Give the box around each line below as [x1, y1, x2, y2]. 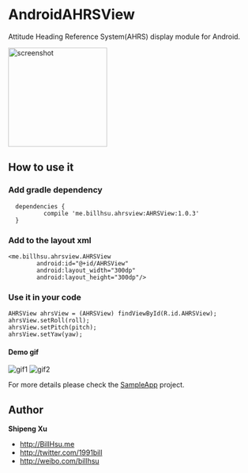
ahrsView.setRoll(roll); [8, 317, 90, 325]
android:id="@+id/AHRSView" [36, 259, 129, 267]
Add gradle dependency [8, 185, 103, 196]
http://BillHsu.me [19, 440, 75, 449]
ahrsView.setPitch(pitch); [8, 323, 97, 332]
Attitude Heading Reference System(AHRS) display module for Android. [8, 32, 241, 41]
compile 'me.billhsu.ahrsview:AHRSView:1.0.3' [43, 209, 200, 217]
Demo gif [8, 347, 39, 357]
